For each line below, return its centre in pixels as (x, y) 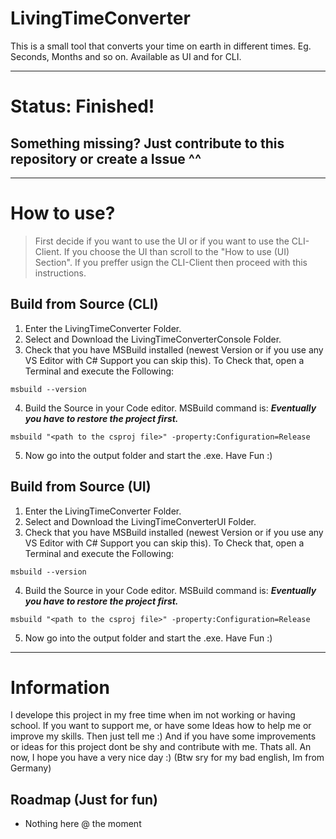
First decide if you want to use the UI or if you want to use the (162, 241)
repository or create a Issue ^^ (106, 158)
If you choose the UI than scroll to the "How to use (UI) (176, 251)
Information (60, 687)
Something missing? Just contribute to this (147, 143)
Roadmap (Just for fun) (84, 799)
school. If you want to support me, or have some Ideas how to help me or (161, 726)
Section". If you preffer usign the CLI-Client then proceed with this (171, 262)
